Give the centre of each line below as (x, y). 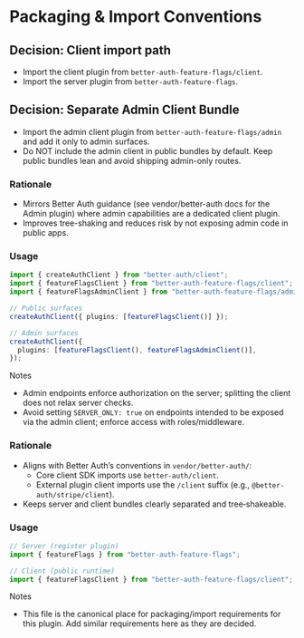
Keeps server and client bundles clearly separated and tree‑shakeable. (154, 504)
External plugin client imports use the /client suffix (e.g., (143, 484)
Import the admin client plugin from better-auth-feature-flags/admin (152, 131)
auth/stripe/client (73, 495)
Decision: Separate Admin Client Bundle (124, 110)
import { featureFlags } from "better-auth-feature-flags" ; (125, 555)
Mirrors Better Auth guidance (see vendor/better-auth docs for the (146, 204)
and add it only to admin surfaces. (86, 141)
